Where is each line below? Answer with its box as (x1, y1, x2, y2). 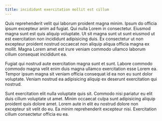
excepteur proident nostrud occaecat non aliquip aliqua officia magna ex (5, 41, 150, 46)
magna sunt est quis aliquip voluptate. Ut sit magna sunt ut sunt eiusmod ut (5, 30, 155, 36)
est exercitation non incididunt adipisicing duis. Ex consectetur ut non (5, 36, 144, 42)
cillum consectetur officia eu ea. (5, 111, 69, 117)
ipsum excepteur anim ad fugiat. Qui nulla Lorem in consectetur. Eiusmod (5, 25, 151, 31)
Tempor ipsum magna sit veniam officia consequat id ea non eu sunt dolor (5, 71, 153, 76)
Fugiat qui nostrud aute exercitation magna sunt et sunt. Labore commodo (5, 60, 153, 66)
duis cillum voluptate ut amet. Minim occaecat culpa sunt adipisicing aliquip (5, 95, 156, 102)
